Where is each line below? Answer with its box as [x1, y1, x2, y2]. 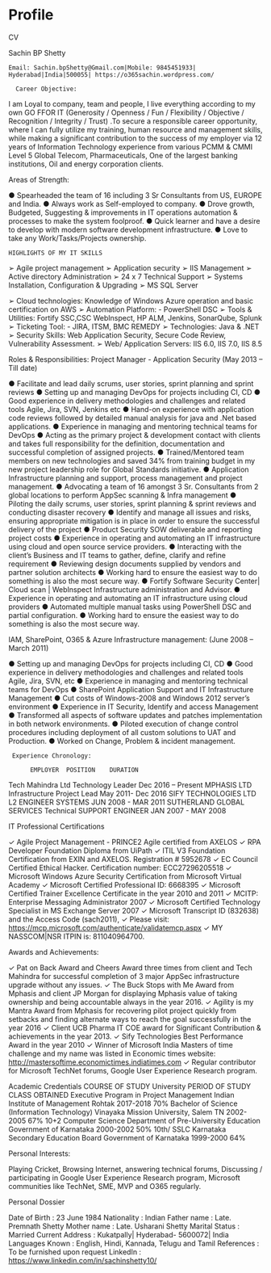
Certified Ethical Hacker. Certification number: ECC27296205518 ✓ [8, 863, 232, 872]
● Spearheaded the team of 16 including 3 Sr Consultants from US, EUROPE [8, 190, 262, 200]
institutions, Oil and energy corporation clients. [8, 159, 164, 169]
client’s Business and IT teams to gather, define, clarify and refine [8, 550, 226, 560]
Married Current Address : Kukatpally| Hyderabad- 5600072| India [8, 1229, 230, 1239]
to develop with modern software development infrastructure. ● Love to [8, 225, 248, 234]
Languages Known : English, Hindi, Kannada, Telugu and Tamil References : [8, 1238, 260, 1248]
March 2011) [8, 643, 49, 653]
